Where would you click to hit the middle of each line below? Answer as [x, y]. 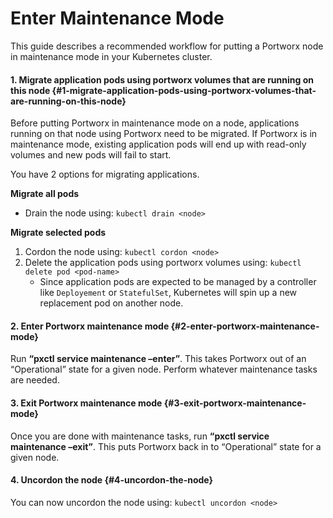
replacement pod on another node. [111, 303]
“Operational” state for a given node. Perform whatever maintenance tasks [164, 369]
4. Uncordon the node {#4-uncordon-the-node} [112, 480]
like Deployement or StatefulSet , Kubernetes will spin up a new [168, 293]
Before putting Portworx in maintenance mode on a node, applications [155, 123]
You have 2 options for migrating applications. [105, 174]
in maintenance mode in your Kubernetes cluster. [111, 56]
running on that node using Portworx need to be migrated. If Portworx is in [164, 134]
